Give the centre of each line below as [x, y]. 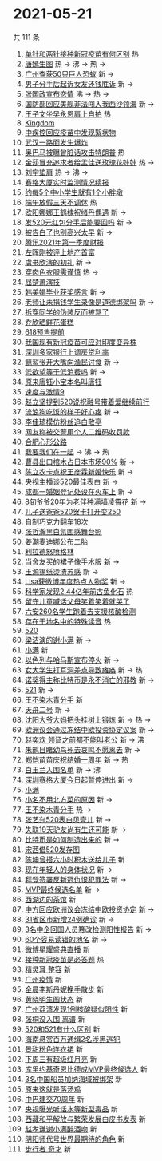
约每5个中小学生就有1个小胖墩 [73, 192]
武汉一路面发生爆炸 [56, 142]
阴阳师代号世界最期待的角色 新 [75, 1139]
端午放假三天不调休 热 [61, 202]
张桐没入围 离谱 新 [55, 1019]
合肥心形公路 [45, 442]
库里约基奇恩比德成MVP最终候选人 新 [86, 1069]
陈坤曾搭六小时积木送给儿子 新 [75, 859]
